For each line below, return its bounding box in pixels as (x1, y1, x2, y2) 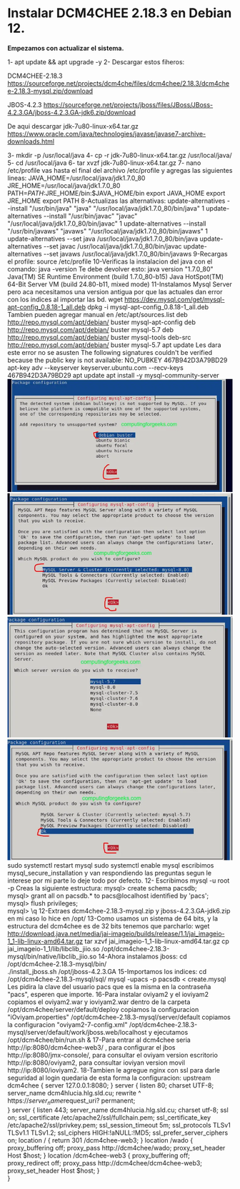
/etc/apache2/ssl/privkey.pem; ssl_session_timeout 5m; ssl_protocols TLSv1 (7, 1120, 231, 1129)
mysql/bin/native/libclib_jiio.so (7, 952, 97, 961)
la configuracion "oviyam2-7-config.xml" (7, 1020, 128, 1029)
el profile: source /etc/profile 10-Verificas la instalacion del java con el (7, 257, 213, 266)
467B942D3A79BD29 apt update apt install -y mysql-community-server (7, 371, 219, 379)
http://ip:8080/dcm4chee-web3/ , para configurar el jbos (7, 1043, 176, 1052)
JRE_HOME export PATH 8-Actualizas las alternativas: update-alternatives (7, 196, 226, 205)
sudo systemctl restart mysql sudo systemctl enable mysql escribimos (7, 861, 214, 870)
